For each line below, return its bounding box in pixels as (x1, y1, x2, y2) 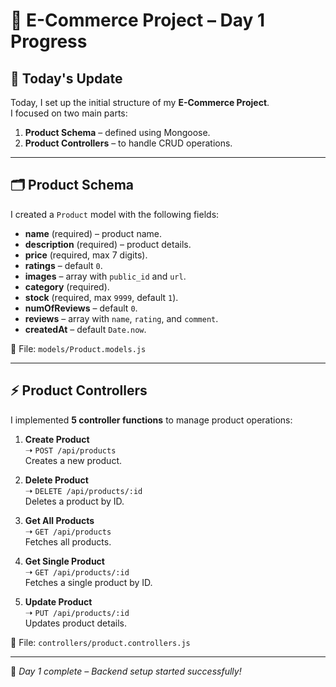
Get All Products (24, 514, 95, 526)
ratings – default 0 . (24, 259, 103, 271)
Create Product (24, 433, 90, 445)
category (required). (24, 280, 110, 293)
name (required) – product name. (24, 227, 162, 239)
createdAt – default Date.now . (24, 323, 147, 335)
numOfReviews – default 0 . (24, 302, 138, 314)
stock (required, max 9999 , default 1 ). (24, 291, 179, 303)
